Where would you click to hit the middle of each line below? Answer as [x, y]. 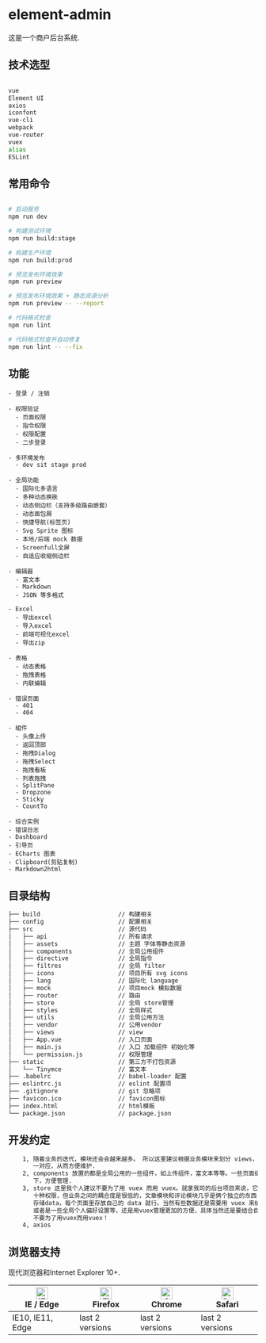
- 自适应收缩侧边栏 [42, 557]
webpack [21, 128]
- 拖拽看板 [31, 771]
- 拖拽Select [36, 762]
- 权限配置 [31, 434]
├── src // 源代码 [78, 929]
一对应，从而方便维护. [65, 1166]
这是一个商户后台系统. [44, 37]
